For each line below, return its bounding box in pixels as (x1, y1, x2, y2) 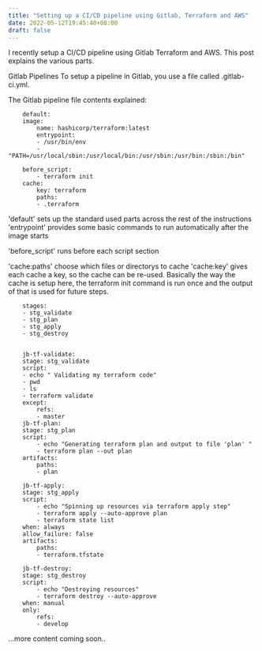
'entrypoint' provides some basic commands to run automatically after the (8, 223, 249, 232)
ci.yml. (8, 80, 30, 89)
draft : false (8, 26, 51, 34)
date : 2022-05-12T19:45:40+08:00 (8, 19, 118, 27)
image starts (8, 231, 49, 241)
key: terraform (36, 186, 87, 194)
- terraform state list (36, 517, 114, 525)
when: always (22, 523, 65, 532)
